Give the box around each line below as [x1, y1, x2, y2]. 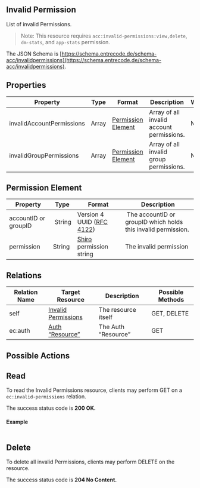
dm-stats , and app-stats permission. [20, 38, 110, 45]
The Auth [98, 323, 125, 331]
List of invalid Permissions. [6, 20, 72, 27]
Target [61, 288, 80, 296]
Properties [6, 80, 46, 90]
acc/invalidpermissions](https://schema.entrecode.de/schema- [6, 56, 162, 63]
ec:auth [9, 327, 30, 335]
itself [98, 313, 113, 321]
